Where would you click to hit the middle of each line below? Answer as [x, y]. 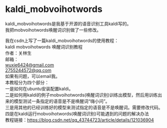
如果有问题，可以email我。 [33, 76]
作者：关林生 [18, 53]
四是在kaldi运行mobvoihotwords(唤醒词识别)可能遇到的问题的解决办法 [77, 113]
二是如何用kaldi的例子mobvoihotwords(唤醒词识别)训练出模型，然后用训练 [81, 95]
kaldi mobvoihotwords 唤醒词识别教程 [44, 46]
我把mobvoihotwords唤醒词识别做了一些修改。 [53, 30]
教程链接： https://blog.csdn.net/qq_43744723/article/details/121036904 [79, 120]
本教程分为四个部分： [27, 82]
